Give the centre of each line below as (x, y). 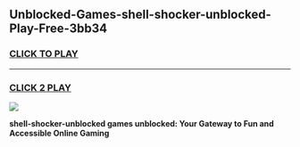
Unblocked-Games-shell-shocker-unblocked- (141, 15)
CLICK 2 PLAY (40, 87)
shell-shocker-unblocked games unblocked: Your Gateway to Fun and (142, 123)
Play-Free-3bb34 (58, 29)
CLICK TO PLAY (44, 54)
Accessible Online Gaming (59, 133)
